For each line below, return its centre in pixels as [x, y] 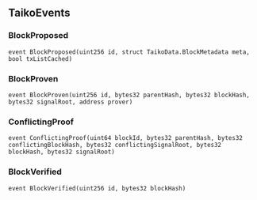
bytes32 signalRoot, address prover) [71, 102]
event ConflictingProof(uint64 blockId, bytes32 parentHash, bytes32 [126, 138]
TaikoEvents [39, 13]
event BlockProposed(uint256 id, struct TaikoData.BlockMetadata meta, [129, 52]
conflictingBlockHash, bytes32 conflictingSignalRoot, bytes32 [115, 145]
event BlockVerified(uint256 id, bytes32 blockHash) [97, 188]
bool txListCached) [40, 58]
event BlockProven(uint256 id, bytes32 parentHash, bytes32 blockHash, [129, 95]
